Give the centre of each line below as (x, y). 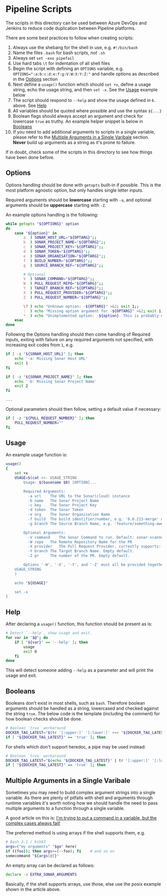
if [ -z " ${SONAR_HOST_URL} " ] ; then (45, 354)
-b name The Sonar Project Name (63, 501)
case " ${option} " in (36, 233)
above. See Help (29, 105)
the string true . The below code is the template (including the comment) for (83, 714)
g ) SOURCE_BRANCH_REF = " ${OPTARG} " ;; (63, 265)
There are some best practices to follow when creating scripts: (70, 38)
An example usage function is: (36, 455)
